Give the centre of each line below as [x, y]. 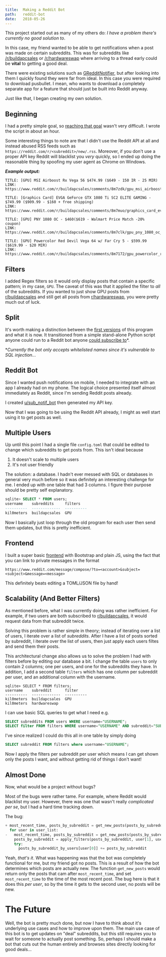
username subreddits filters [43, 504]
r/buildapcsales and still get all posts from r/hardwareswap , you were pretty [82, 297]
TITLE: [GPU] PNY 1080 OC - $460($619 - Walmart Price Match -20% [75, 220]
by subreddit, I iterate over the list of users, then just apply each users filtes [82, 641]
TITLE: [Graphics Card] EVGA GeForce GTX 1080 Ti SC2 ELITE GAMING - [78, 198]
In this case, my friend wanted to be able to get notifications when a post [79, 48]
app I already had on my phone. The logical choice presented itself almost [81, 387]
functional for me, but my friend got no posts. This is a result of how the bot [82, 863]
